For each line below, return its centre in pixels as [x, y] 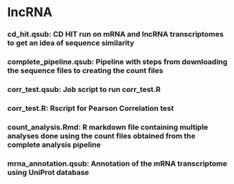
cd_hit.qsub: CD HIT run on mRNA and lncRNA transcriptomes [116, 34]
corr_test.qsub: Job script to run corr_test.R [84, 89]
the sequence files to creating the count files [85, 71]
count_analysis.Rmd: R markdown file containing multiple [108, 127]
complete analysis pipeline [54, 145]
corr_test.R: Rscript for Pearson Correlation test [91, 108]
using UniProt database [48, 172]
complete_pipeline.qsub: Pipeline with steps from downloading [117, 62]
